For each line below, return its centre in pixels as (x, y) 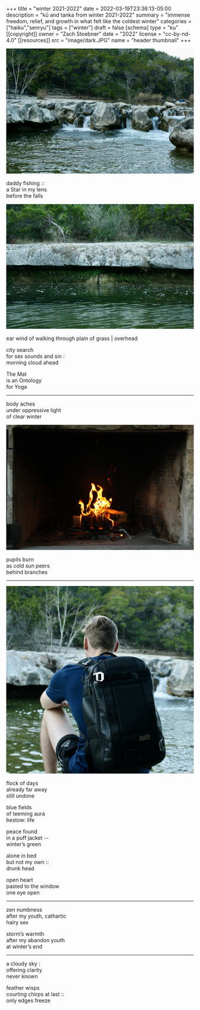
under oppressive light (34, 410)
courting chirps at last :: (35, 995)
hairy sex (17, 922)
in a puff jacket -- (28, 838)
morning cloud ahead (32, 363)
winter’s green (24, 844)
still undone (21, 796)
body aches (21, 404)
